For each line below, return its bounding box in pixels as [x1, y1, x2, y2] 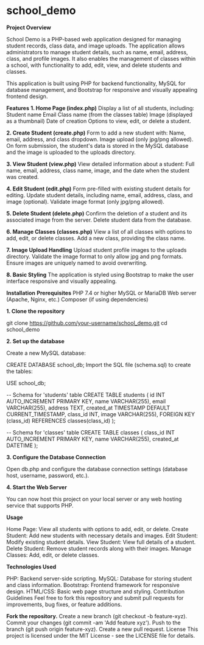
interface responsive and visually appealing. [6, 277, 117, 285]
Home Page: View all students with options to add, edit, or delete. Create [6, 525, 189, 532]
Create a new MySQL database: [6, 349, 86, 357]
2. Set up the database [6, 337, 65, 344]
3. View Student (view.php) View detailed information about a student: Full [6, 160, 195, 167]
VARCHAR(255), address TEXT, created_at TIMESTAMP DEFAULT [6, 404, 171, 411]
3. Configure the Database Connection [6, 453, 106, 461]
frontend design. [6, 92, 48, 100]
